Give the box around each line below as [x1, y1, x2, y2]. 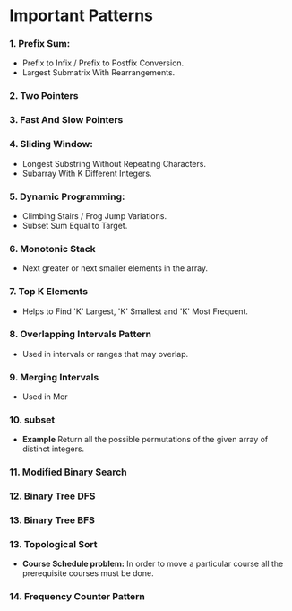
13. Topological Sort [9, 538, 98, 551]
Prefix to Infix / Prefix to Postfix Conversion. [21, 57, 185, 68]
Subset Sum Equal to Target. [21, 220, 128, 231]
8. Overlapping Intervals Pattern [9, 328, 152, 341]
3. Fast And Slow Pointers [9, 114, 124, 127]
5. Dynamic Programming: [9, 190, 125, 203]
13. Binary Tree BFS [9, 514, 96, 527]
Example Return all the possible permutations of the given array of [21, 434, 269, 445]
